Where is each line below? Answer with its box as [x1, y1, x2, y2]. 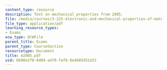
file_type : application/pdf [5, 21, 64, 26]
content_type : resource [5, 7, 55, 12]
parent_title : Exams [5, 39, 48, 44]
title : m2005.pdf [5, 53, 41, 58]
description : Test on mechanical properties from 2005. [5, 12, 123, 17]
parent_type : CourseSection [5, 44, 64, 49]
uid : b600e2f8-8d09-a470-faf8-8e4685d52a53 [5, 58, 97, 63]
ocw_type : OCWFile [5, 35, 43, 40]
